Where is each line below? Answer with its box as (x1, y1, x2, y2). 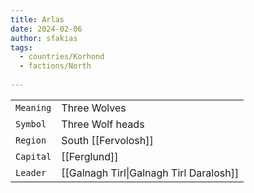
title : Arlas (10, 14, 65, 25)
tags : (10, 42, 33, 53)
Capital (15, 151, 52, 162)
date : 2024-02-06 (10, 24, 83, 34)
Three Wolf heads (61, 117, 145, 131)
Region (15, 134, 47, 146)
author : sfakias (10, 33, 78, 43)
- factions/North (19, 61, 92, 71)
